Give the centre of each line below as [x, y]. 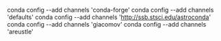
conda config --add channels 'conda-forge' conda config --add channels [110, 10]
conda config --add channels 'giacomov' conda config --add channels [107, 24]
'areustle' [21, 31]
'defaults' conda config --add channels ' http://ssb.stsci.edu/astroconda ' [109, 17]
